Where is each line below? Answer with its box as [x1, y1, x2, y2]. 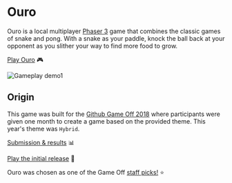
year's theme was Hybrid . [7, 124, 80, 133]
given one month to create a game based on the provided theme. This [7, 117, 206, 125]
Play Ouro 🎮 [7, 55, 43, 64]
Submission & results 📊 [7, 138, 75, 146]
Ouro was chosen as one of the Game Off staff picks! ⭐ [7, 168, 164, 176]
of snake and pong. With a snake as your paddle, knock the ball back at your [7, 34, 225, 42]
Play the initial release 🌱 [7, 154, 75, 162]
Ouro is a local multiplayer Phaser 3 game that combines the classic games [7, 27, 221, 35]
